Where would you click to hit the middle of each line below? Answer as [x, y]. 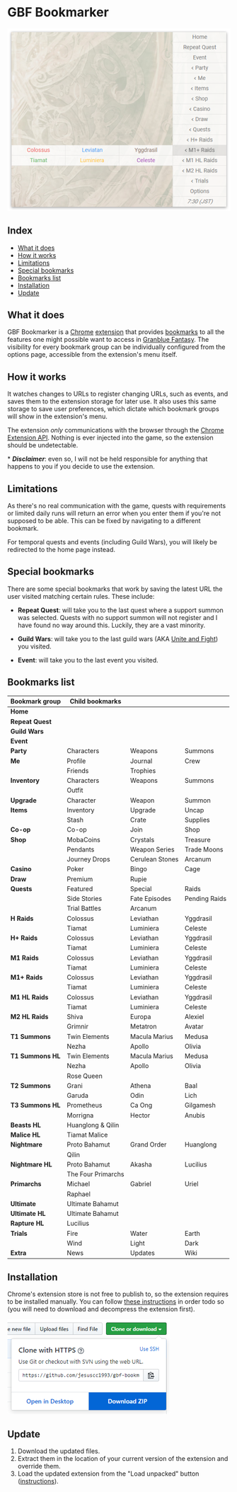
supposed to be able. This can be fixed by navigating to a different [104, 521]
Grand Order [148, 1144]
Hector [140, 1115]
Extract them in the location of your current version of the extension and [123, 1459]
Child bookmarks [96, 701]
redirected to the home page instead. [61, 550]
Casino [21, 869]
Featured [80, 888]
